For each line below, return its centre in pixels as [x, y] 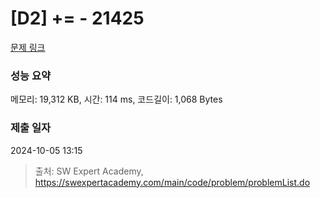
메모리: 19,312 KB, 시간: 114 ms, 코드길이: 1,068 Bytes [116, 99]
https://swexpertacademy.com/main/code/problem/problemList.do [172, 182]
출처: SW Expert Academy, [89, 171]
